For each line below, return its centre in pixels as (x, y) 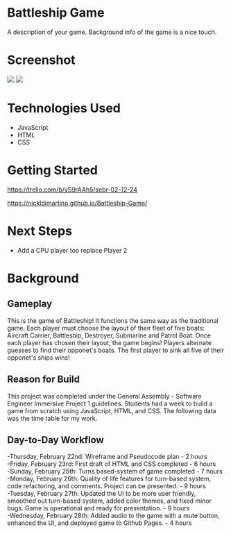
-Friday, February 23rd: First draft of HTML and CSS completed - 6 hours (112, 464)
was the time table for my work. (52, 418)
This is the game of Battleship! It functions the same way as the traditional (113, 320)
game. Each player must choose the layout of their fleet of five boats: (106, 328)
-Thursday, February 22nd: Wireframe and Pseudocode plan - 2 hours (108, 457)
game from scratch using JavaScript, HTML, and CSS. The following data (112, 410)
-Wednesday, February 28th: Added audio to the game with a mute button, (113, 516)
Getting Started (53, 170)
